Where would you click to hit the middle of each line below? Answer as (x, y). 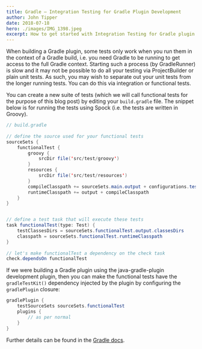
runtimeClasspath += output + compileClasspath (88, 192)
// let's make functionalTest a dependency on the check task (86, 253)
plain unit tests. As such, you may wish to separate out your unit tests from (99, 77)
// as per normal (49, 317)
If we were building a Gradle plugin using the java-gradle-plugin (85, 270)
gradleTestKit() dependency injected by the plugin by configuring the (94, 283)
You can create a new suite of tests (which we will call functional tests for (97, 95)
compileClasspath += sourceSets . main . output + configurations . (109, 187)
